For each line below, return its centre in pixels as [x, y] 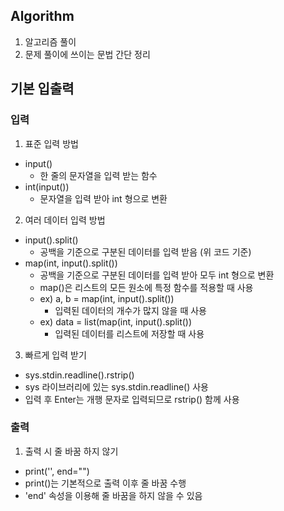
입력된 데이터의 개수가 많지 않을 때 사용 [130, 310]
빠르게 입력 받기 [55, 355]
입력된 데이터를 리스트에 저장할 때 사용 [129, 333]
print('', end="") [57, 471]
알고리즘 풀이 [50, 41]
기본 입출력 [42, 89]
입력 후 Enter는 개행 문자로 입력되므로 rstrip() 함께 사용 [132, 399]
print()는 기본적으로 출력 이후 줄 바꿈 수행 [105, 483]
